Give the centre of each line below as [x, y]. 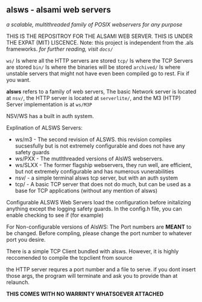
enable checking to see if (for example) [55, 215]
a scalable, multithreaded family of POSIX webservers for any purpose [94, 24]
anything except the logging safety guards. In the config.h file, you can [94, 209]
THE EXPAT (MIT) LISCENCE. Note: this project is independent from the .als [100, 42]
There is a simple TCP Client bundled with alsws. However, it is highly [93, 251]
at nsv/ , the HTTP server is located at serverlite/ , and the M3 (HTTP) [93, 98]
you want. [19, 80]
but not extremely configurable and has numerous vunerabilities [94, 171]
